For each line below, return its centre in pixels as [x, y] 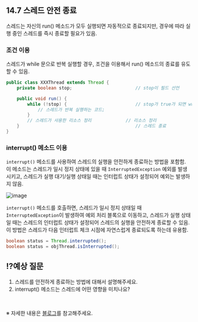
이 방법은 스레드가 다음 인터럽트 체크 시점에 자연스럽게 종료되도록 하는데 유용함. [97, 230]
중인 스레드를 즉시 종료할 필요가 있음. [55, 33]
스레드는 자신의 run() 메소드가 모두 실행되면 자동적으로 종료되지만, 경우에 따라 [95, 26]
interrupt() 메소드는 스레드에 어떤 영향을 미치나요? [72, 289]
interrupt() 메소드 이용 [37, 147]
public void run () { [42, 98]
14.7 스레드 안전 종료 [42, 11]
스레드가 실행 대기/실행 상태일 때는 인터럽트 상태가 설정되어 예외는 [99, 176]
